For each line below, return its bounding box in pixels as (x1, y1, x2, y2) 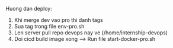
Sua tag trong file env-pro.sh (14, 23, 85, 30)
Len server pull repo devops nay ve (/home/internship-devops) (14, 29, 168, 36)
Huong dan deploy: (5, 5, 53, 12)
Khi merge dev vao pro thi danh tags (14, 17, 103, 23)
